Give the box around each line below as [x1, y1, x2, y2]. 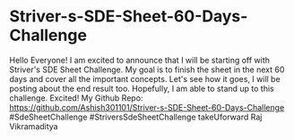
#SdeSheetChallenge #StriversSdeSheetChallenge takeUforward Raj [9, 111, 263, 122]
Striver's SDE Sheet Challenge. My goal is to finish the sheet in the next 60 [9, 64, 285, 75]
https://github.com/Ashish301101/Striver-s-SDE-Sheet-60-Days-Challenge [9, 102, 285, 112]
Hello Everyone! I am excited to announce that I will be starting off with [9, 54, 271, 65]
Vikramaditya [9, 120, 58, 131]
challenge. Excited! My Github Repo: [9, 92, 143, 103]
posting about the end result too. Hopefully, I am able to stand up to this [9, 83, 275, 94]
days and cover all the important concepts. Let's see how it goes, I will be [9, 73, 281, 84]
